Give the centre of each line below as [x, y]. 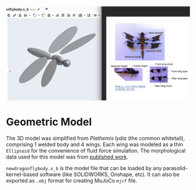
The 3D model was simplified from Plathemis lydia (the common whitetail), [96, 139]
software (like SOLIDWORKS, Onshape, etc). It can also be [109, 175]
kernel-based [22, 175]
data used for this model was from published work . [67, 157]
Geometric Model [49, 122]
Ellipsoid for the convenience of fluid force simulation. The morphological [96, 151]
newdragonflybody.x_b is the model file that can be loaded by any [84, 168]
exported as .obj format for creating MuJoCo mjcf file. [72, 181]
